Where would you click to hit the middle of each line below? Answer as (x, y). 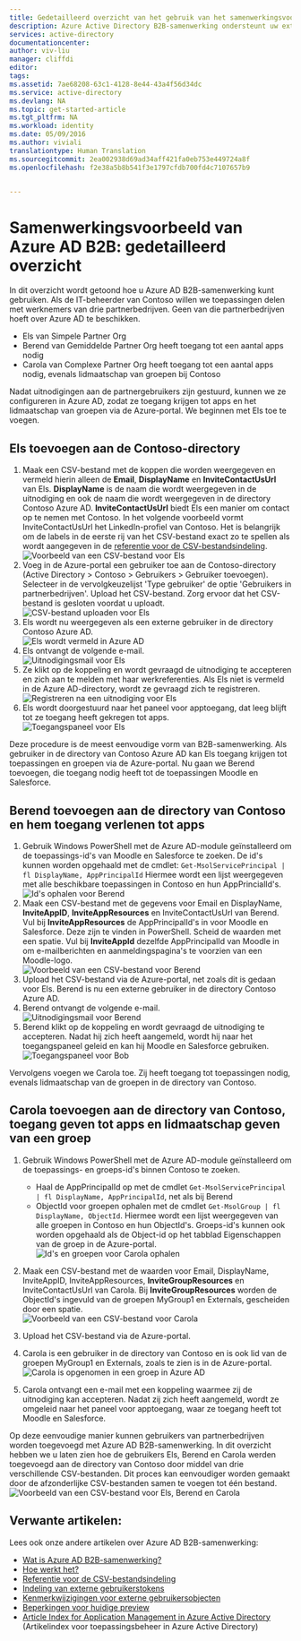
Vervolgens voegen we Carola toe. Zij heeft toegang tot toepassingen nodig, (150, 1072)
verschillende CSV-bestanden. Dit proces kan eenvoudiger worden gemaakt (150, 1473)
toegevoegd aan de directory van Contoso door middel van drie (127, 1464)
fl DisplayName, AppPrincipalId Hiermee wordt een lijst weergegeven (153, 874)
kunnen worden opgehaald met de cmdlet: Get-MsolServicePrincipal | (154, 864)
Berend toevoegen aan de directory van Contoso (148, 810)
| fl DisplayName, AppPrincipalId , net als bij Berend (134, 1196)
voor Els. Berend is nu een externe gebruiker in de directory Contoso (149, 988)
